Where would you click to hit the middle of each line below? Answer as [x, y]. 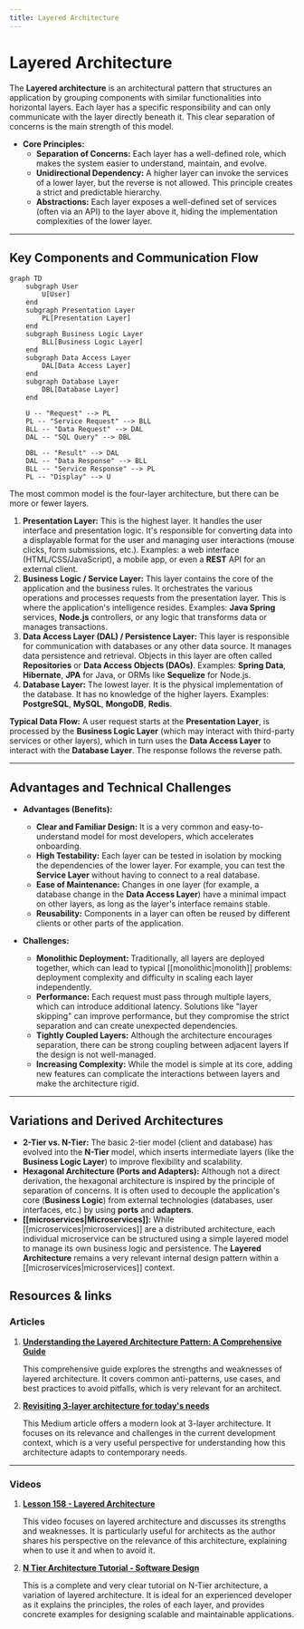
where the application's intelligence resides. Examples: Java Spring [149, 607]
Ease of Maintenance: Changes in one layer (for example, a [147, 885]
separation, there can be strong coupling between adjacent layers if [162, 1045]
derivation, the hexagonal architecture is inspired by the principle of [148, 1181]
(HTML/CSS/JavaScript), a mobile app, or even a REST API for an [144, 559]
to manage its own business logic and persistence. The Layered [142, 1248]
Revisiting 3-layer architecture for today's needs [116, 1405]
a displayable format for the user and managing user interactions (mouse [158, 540]
